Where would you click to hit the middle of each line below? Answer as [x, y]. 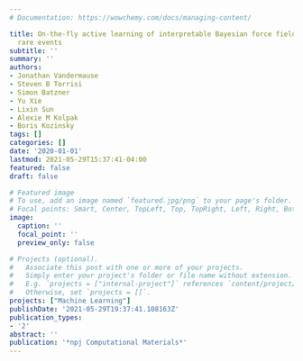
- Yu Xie [26, 101]
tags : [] [26, 135]
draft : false [34, 176]
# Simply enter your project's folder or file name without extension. [151, 275]
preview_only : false [56, 243]
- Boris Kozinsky [42, 126]
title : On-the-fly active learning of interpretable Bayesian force [141, 34]
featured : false [40, 167]
